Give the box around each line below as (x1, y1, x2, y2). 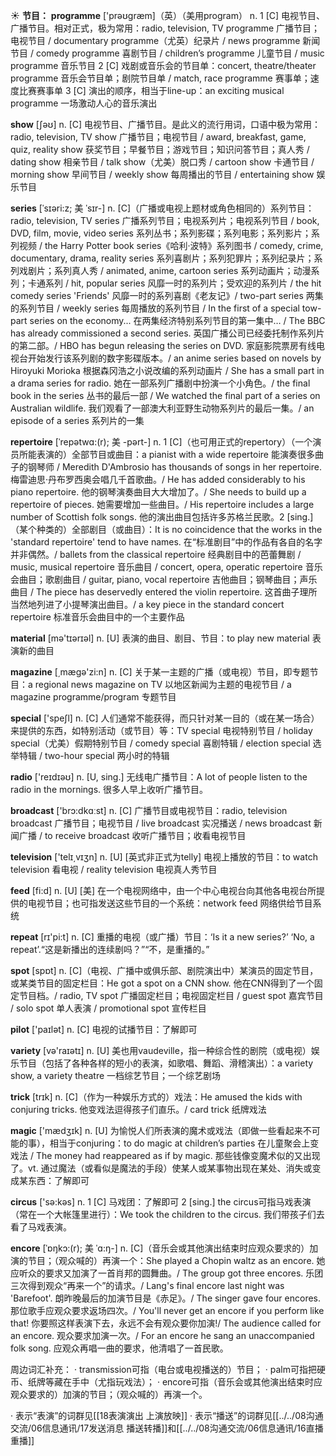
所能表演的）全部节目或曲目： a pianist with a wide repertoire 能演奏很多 (18, 449, 315, 460)
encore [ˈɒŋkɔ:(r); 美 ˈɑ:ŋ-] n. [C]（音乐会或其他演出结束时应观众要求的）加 (10, 1242, 319, 1254)
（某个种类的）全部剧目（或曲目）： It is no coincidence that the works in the (10, 524, 323, 535)
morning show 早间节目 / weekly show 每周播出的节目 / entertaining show (10, 169, 315, 180)
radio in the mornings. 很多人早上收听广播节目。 (10, 784, 209, 795)
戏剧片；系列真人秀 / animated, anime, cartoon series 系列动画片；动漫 (18, 265, 312, 276)
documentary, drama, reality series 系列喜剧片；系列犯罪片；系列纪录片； (10, 252, 315, 264)
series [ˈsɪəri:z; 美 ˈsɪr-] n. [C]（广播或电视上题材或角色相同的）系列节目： (10, 202, 315, 214)
